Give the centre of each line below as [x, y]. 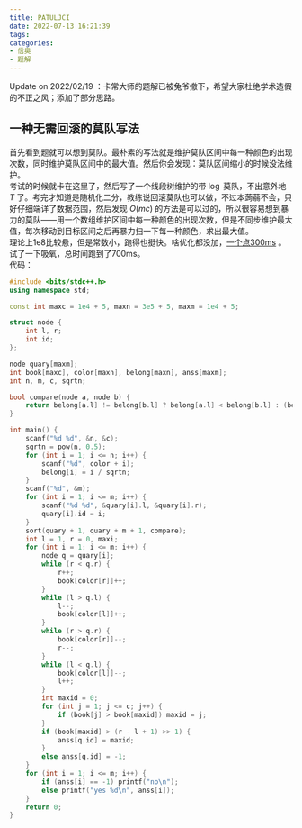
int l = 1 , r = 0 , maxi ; [72, 539]
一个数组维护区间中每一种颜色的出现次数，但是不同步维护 [170, 219]
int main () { [34, 430]
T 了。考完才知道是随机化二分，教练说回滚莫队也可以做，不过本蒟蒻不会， [147, 197]
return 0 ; [44, 807]
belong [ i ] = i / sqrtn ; [86, 472]
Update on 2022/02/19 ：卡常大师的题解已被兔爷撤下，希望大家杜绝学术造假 [151, 86]
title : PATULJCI [40, 18]
